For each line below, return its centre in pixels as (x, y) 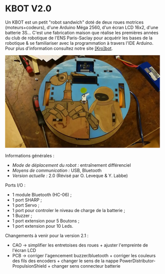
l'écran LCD (24, 250)
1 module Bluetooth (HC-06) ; (42, 194)
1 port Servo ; (26, 205)
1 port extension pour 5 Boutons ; (46, 221)
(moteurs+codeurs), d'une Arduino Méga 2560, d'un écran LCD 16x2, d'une (82, 27)
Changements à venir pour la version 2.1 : (47, 235)
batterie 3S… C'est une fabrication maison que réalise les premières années (82, 32)
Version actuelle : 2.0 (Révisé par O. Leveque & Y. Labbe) (70, 176)
